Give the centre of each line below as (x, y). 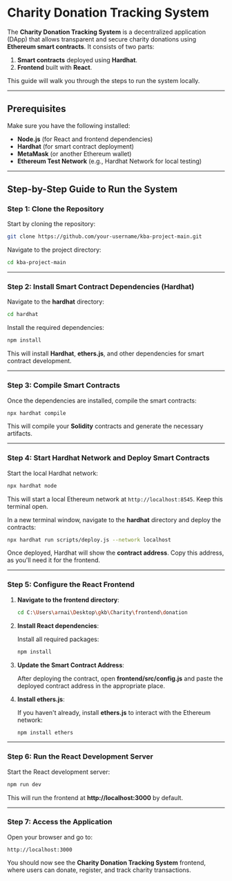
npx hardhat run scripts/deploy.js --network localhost (89, 540)
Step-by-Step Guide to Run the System (93, 189)
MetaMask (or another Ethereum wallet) (74, 154)
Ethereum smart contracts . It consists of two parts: (81, 46)
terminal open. (28, 506)
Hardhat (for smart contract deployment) (76, 146)
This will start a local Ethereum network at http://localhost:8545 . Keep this (115, 499)
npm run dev (24, 784)
